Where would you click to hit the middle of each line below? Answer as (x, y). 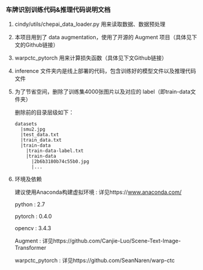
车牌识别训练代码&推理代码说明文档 (58, 9)
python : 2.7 (30, 204)
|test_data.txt (40, 135)
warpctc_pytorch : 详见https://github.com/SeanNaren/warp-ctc (95, 260)
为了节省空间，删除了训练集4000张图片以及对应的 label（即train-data (102, 92)
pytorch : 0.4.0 (33, 217)
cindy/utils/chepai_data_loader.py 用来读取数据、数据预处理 (90, 24)
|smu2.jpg (33, 129)
